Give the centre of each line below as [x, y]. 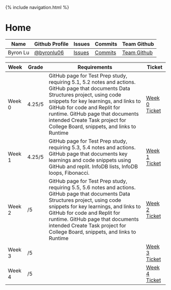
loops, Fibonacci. [69, 173]
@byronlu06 [49, 52]
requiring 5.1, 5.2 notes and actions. [92, 82]
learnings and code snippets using [90, 160]
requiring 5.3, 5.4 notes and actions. [92, 147]
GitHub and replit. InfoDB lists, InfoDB [93, 166]
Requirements [95, 67]
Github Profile [51, 44]
